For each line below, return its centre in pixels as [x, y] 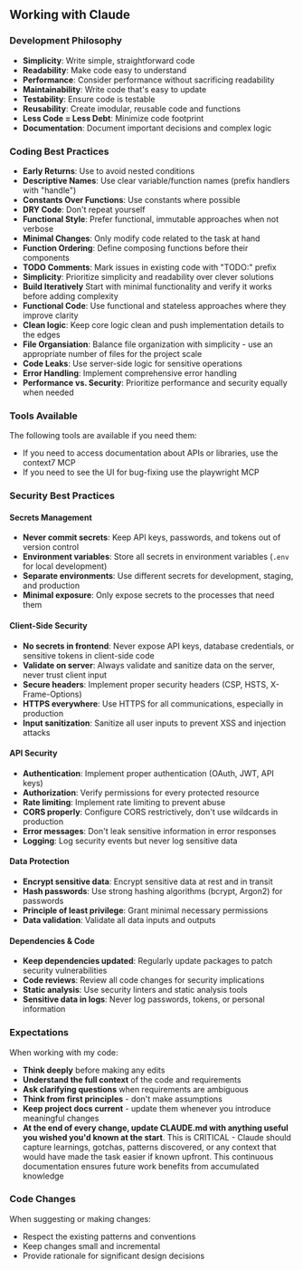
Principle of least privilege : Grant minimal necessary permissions [145, 910]
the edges [41, 334]
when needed [48, 392]
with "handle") [49, 190]
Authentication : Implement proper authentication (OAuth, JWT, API [148, 773]
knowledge [43, 1176]
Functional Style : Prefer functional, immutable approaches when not [151, 219]
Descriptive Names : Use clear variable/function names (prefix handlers [156, 180]
